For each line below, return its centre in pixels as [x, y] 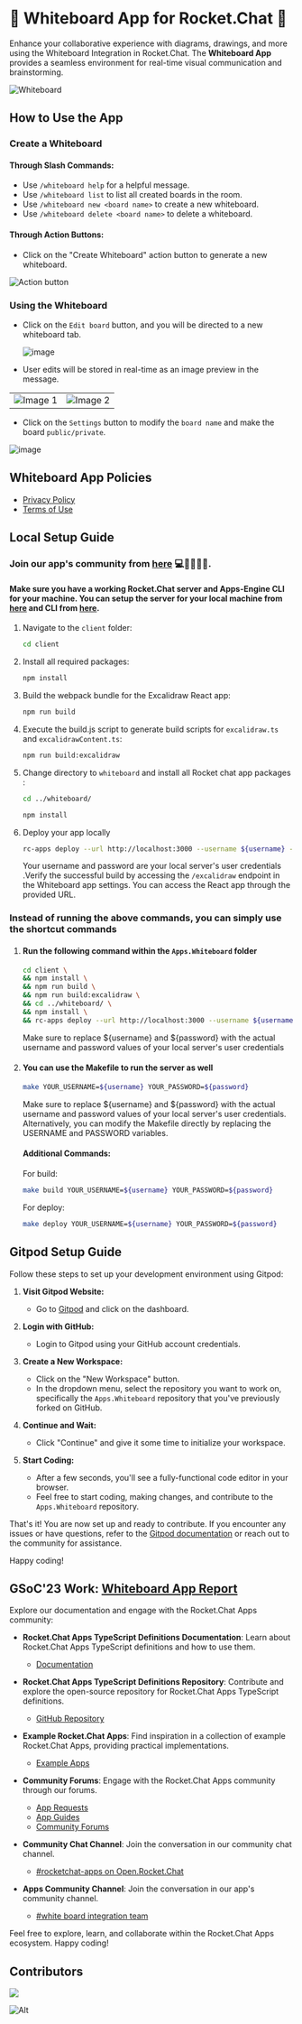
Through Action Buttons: [57, 235]
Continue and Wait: [59, 1425]
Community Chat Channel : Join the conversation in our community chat [157, 1844]
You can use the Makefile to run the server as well [118, 1067]
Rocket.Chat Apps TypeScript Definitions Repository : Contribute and [153, 1682]
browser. [52, 1487]
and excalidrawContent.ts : [72, 738]
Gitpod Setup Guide [65, 1252]
